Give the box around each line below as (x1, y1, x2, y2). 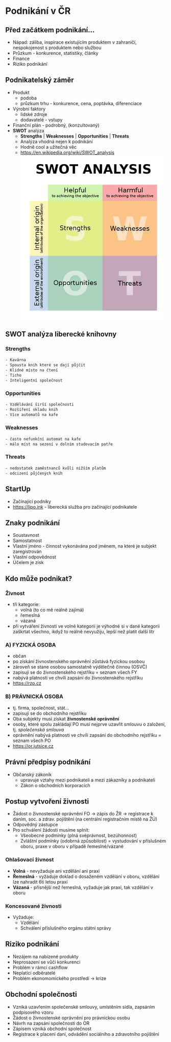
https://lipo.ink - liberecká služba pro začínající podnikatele (12, 504, 137, 510)
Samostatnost (12, 537, 42, 544)
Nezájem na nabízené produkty (12, 953, 79, 959)
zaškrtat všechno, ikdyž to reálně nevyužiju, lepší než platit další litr (12, 629, 155, 635)
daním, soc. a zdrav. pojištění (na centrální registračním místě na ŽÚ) (12, 816, 157, 823)
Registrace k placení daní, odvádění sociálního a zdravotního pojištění (12, 1031, 160, 1037)
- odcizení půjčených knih (5, 471, 63, 476)
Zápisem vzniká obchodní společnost (12, 1026, 92, 1032)
